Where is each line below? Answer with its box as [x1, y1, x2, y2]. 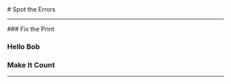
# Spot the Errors [7, 5, 56, 13]
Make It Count [7, 60, 55, 70]
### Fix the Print [7, 25, 55, 33]
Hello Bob [7, 42, 40, 51]
